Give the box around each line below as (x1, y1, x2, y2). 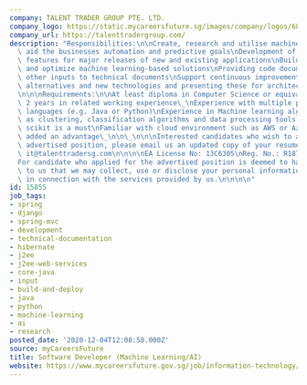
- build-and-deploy (9, 285, 84, 294)
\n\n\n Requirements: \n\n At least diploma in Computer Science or (17, 89, 272, 99)
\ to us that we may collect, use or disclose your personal (17, 166, 256, 175)
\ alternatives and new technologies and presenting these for (17, 81, 263, 90)
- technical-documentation (9, 234, 112, 243)
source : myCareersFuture (9, 344, 104, 353)
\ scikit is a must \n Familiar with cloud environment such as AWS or (17, 124, 288, 133)
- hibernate (9, 243, 55, 252)
